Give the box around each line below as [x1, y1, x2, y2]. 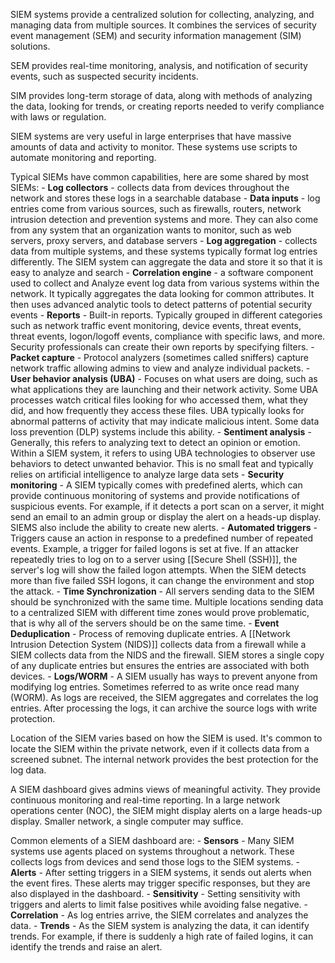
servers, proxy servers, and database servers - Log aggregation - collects [10, 235, 318, 246]
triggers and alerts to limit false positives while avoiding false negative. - [10, 899, 308, 910]
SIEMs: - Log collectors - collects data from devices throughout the [10, 182, 290, 193]
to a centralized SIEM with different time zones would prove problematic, [10, 607, 310, 618]
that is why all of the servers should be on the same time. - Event [10, 617, 280, 629]
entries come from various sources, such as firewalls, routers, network [10, 203, 302, 214]
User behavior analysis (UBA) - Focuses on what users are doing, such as [10, 373, 318, 384]
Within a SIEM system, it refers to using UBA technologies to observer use [10, 447, 316, 459]
